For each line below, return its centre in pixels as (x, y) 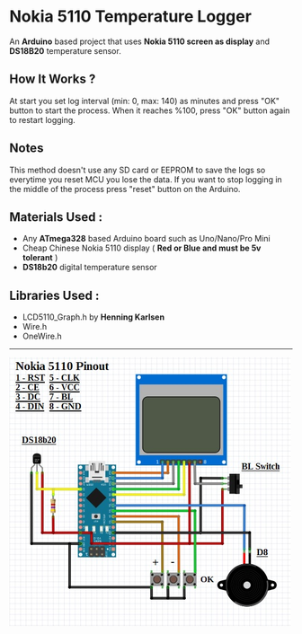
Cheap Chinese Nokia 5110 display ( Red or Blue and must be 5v (142, 248)
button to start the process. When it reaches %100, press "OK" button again (150, 110)
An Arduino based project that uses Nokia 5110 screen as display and (140, 41)
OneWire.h (42, 336)
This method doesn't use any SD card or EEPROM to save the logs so (138, 170)
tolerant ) (40, 258)
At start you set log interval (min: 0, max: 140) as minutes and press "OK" (145, 101)
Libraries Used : (54, 295)
